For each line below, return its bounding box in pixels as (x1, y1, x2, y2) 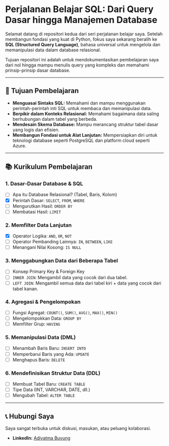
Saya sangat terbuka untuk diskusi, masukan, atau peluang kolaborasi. (5, 425, 151, 431)
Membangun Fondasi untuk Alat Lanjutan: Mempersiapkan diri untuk (12, 132, 157, 138)
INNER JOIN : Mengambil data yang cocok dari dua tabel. (12, 274, 128, 280)
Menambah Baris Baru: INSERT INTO (12, 345, 87, 351)
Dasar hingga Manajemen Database (5, 14, 157, 26)
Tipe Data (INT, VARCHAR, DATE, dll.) (12, 386, 91, 393)
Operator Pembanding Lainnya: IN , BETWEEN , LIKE (12, 239, 113, 245)
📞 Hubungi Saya (5, 412, 54, 420)
